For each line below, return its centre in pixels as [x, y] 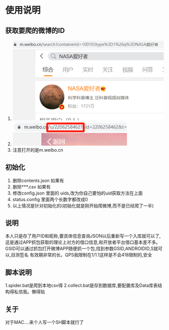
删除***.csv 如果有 [32, 186]
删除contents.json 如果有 [38, 180]
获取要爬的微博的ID [35, 30]
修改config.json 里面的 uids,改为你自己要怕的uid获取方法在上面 [77, 193]
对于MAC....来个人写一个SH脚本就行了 [45, 322]
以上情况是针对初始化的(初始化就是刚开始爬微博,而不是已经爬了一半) [83, 206]
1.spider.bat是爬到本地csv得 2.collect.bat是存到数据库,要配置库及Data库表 [81, 286]
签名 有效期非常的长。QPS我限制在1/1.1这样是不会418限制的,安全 [86, 255]
